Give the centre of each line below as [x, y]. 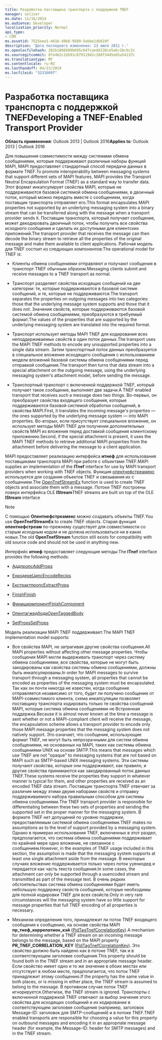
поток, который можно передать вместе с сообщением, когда [70, 197]
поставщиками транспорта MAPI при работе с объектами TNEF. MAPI [77, 461]
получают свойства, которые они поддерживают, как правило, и [79, 765]
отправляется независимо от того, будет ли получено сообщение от [83, 693]
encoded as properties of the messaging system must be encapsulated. [84, 683]
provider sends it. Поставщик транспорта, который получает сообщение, [80, 218]
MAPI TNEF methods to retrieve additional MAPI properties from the [80, 441]
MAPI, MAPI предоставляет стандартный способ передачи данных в [76, 166]
